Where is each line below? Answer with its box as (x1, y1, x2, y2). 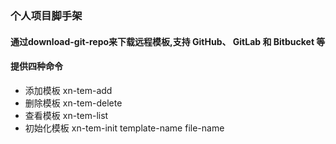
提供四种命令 (10, 60, 63, 72)
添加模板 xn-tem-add (24, 84, 113, 96)
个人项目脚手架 (10, 8, 83, 22)
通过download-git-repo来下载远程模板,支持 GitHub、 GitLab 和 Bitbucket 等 (10, 35, 326, 47)
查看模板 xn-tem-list (24, 109, 109, 121)
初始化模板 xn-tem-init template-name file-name (24, 122, 225, 134)
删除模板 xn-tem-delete (24, 97, 123, 109)
